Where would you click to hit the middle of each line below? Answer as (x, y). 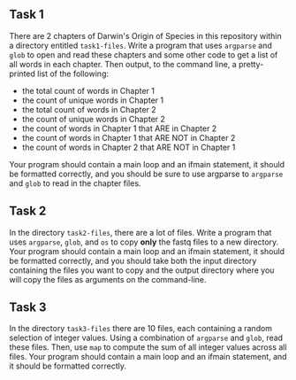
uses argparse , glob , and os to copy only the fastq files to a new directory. (144, 242)
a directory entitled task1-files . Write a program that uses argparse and (140, 45)
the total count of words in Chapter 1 (88, 90)
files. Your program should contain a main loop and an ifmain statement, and (148, 357)
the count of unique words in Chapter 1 (93, 100)
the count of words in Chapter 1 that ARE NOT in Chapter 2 (129, 137)
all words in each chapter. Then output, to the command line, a (123, 64)
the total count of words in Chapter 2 (89, 109)
